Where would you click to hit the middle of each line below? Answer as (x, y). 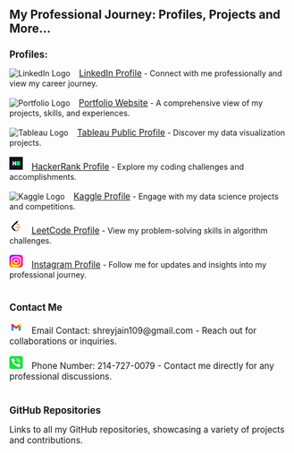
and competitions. (42, 206)
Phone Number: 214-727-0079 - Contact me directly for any (152, 366)
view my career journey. (54, 83)
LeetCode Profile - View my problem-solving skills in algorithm (149, 230)
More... (30, 29)
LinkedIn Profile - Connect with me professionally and (181, 73)
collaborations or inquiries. (63, 342)
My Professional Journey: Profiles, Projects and (145, 15)
